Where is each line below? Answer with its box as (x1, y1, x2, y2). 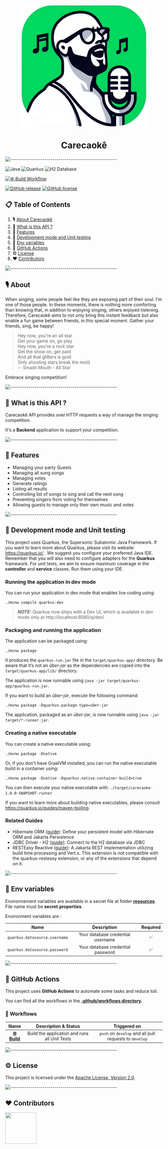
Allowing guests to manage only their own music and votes (12, 502, 134, 508)
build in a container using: (5, 765, 58, 771)
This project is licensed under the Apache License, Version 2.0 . (5, 1075, 135, 1081)
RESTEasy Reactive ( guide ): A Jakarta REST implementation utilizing (12, 844, 153, 850)
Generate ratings (12, 480, 47, 486)
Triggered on (113, 1023, 141, 1029)
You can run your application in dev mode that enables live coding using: (5, 589, 155, 596)
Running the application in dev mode (5, 578, 96, 585)
